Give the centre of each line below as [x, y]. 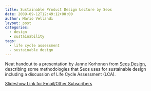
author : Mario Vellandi [29, 18]
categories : [17, 28]
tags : [10, 41]
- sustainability [27, 37]
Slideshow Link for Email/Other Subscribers [49, 83]
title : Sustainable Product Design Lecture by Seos [58, 9]
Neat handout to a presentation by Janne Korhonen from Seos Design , [75, 64]
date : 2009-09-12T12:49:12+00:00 [39, 14]
